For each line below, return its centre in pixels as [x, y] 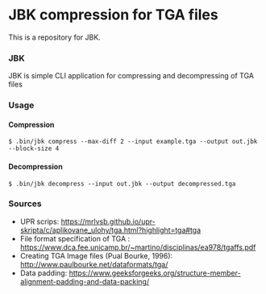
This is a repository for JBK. [54, 37]
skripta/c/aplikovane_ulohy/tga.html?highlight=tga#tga [110, 230]
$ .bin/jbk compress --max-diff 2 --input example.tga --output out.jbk [133, 142]
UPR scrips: [39, 221]
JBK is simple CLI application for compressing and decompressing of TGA [131, 76]
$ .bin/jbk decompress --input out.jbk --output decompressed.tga [122, 183]
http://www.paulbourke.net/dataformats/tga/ [94, 264]
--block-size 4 [34, 149]
